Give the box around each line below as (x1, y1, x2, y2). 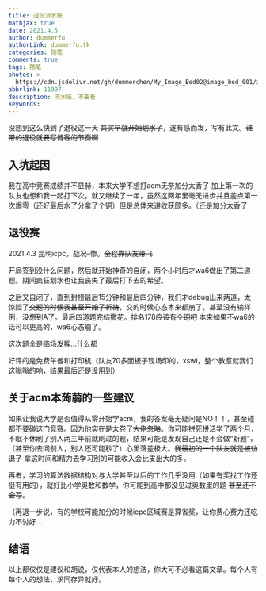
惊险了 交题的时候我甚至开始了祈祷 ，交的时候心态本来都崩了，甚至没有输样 (8, 302, 251, 312)
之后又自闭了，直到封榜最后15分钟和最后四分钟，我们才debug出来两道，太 (8, 292, 252, 301)
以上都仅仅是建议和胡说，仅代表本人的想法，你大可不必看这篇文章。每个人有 (8, 565, 258, 574)
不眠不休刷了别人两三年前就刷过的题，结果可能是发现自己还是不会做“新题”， (8, 433, 257, 443)
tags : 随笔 (8, 63, 42, 71)
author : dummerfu (8, 33, 66, 42)
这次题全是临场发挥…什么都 (8, 339, 98, 348)
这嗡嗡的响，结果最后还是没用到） (8, 366, 120, 375)
